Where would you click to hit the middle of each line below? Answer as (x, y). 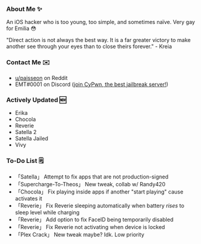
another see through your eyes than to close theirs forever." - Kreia (89, 46)
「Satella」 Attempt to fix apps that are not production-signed (91, 177)
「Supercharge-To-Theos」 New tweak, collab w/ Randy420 (90, 185)
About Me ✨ (24, 9)
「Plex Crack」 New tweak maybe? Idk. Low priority (79, 235)
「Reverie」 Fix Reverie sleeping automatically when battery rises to (100, 206)
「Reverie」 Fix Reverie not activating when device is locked (90, 227)
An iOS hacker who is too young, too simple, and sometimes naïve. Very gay (101, 22)
